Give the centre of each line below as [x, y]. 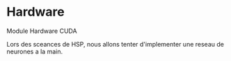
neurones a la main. [35, 51]
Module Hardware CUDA [42, 31]
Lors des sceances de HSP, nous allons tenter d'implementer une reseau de [115, 44]
